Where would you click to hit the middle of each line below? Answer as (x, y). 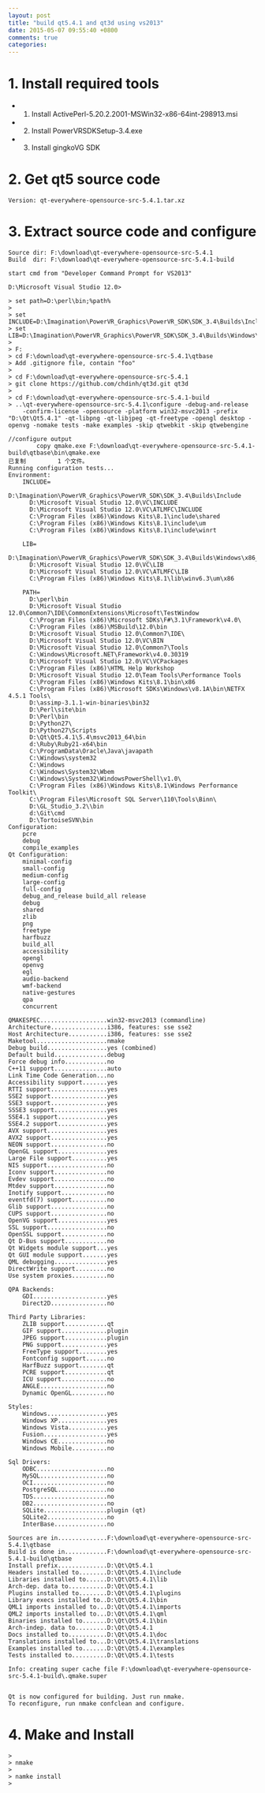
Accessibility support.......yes (63, 1082)
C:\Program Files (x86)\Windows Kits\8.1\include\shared (125, 516)
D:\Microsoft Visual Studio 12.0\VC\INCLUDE (103, 502)
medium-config (45, 875)
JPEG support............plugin (75, 1338)
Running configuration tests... (61, 468)
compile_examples (51, 848)
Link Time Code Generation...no (61, 1075)
